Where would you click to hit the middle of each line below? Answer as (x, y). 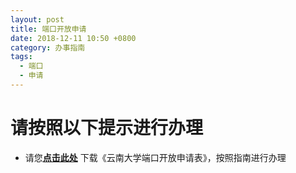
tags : (21, 57)
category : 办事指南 (48, 47)
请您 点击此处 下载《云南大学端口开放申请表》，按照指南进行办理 (155, 157)
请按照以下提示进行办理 (107, 128)
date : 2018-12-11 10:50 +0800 (73, 38)
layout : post (37, 19)
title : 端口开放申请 (48, 29)
